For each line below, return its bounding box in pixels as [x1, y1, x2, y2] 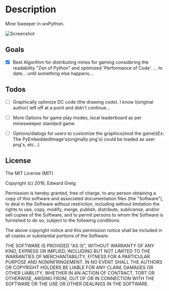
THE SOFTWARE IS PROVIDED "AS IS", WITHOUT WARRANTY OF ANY [5, 242, 155, 248]
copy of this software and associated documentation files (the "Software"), [5, 195, 164, 201]
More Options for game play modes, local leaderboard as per [12, 114, 142, 121]
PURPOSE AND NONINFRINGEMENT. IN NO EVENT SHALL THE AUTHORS [5, 259, 163, 265]
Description [5, 4, 56, 15]
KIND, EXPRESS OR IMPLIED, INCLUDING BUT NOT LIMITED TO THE [5, 248, 151, 254]
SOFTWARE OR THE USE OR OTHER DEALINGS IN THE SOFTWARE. [5, 281, 149, 287]
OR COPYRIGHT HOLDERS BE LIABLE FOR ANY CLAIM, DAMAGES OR [5, 264, 154, 270]
